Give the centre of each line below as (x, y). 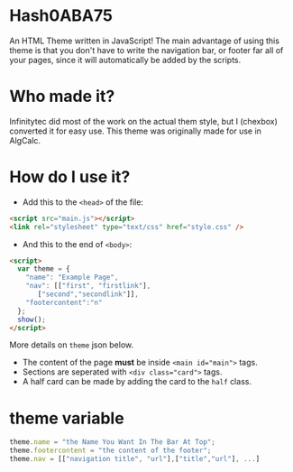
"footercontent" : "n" (64, 302)
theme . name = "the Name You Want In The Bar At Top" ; (113, 442)
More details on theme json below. (71, 345)
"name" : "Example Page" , (72, 278)
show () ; (32, 319)
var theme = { (44, 269)
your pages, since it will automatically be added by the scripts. (125, 60)
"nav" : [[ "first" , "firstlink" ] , (88, 286)
